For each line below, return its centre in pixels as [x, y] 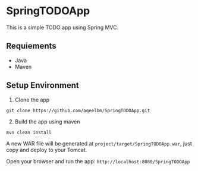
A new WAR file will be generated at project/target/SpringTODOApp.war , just [99, 143]
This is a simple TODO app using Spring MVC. [62, 27]
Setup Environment [43, 85]
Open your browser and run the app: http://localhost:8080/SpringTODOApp [98, 161]
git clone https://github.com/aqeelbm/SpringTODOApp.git [78, 110]
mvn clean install [29, 132]
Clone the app [32, 100]
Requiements [31, 46]
